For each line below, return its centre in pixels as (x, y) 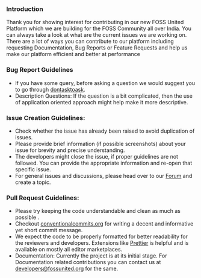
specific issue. (33, 169)
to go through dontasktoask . (50, 89)
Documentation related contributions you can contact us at (88, 262)
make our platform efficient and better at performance (73, 54)
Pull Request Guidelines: (43, 198)
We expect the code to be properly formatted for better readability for (101, 236)
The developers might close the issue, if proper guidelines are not (97, 156)
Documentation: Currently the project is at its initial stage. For (91, 256)
